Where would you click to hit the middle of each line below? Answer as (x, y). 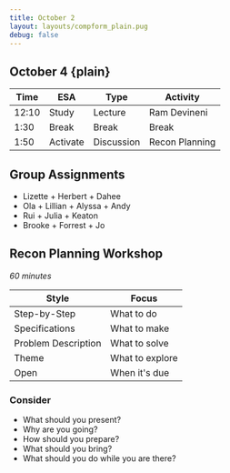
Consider (30, 399)
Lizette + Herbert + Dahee (71, 196)
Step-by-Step (45, 313)
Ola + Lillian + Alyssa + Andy (76, 206)
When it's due (140, 372)
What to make (140, 328)
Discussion (117, 142)
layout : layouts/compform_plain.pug (79, 26)
